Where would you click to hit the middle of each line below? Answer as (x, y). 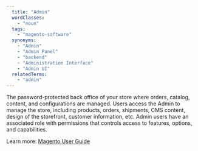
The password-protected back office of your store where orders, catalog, (98, 97)
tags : (19, 29)
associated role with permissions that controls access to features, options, (99, 123)
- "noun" (28, 23)
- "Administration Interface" (56, 63)
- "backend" (32, 57)
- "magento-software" (44, 35)
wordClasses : (28, 18)
